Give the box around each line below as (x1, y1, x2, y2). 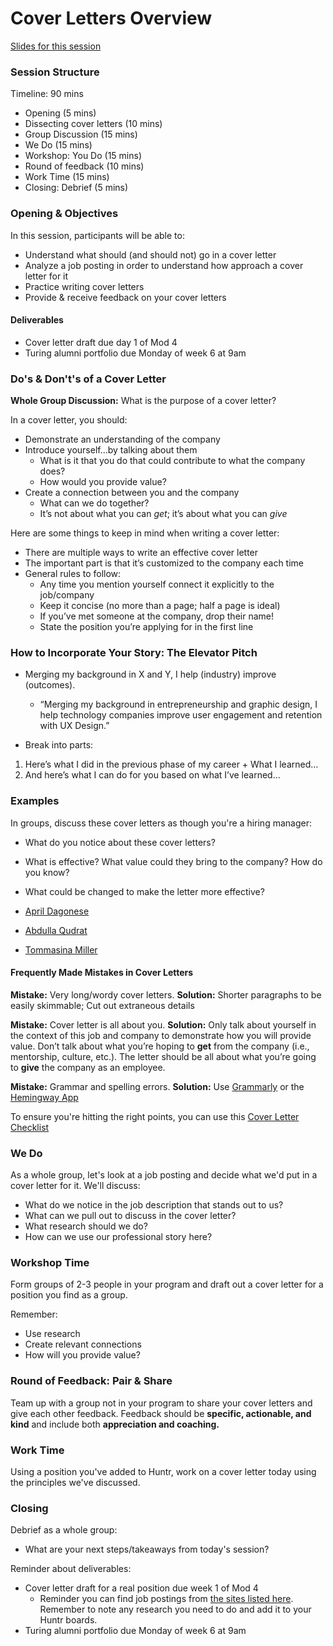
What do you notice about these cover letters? (24, 836, 216, 848)
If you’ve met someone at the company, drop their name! (39, 610, 274, 622)
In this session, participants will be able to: (10, 229, 185, 241)
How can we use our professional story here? (24, 1231, 213, 1243)
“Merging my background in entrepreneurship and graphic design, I (39, 698, 318, 711)
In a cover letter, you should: (10, 414, 128, 426)
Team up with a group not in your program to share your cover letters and (10, 1397, 313, 1409)
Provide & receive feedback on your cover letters (24, 291, 227, 303)
